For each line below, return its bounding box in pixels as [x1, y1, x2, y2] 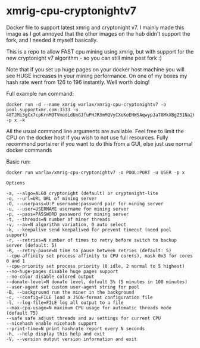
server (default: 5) [6, 242, 58, 248]
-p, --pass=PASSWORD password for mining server [6, 211, 129, 217]
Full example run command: [6, 90, 74, 97]
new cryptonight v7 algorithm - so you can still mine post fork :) [6, 54, 162, 61]
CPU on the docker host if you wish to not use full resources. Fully [6, 134, 168, 141]
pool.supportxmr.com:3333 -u [6, 106, 79, 112]
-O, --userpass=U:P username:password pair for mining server [6, 200, 164, 206]
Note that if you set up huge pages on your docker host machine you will [6, 65, 185, 73]
